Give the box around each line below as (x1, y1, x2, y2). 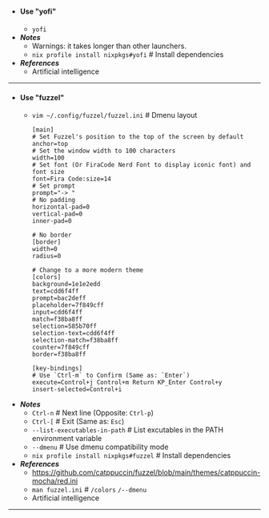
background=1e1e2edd (31, 281, 101, 289)
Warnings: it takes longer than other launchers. (31, 41, 187, 51)
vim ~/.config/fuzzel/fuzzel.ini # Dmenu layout (31, 111, 198, 120)
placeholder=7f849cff (31, 301, 104, 310)
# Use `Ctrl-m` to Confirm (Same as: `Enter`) (31, 371, 191, 380)
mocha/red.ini (31, 476, 78, 486)
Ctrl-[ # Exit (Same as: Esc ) (31, 417, 125, 427)
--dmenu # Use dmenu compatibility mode (31, 442, 169, 452)
